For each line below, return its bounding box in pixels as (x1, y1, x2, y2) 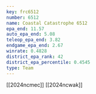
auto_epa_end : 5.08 (6, 31, 56, 37)
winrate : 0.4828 (6, 48, 47, 54)
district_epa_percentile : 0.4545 (6, 59, 91, 65)
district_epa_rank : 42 (6, 54, 63, 60)
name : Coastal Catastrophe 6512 (6, 20, 88, 26)
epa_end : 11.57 (6, 25, 45, 32)
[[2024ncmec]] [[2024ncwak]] (6, 81, 83, 89)
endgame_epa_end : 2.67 (6, 43, 63, 49)
